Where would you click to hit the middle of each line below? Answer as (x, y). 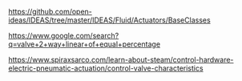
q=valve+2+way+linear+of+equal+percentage (85, 44)
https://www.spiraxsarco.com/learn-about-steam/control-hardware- (121, 60)
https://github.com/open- (50, 12)
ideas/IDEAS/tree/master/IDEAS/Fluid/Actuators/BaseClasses (109, 20)
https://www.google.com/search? (64, 36)
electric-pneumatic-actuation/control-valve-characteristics (106, 68)
